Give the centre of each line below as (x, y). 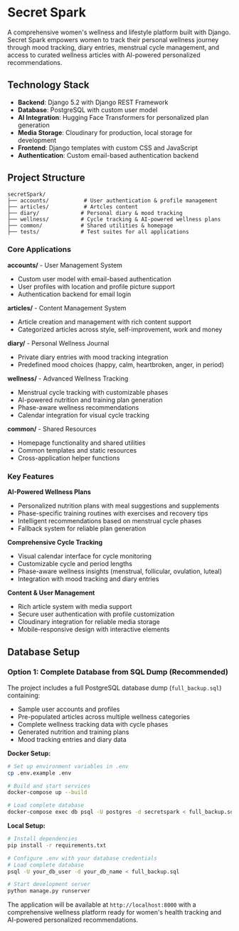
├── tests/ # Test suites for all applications (99, 232)
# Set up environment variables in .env (68, 766)
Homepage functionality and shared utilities (81, 443)
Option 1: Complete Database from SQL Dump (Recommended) (118, 672)
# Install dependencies (43, 839)
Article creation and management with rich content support (105, 321)
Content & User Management (51, 593)
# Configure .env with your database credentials (83, 858)
